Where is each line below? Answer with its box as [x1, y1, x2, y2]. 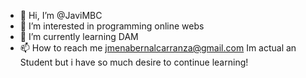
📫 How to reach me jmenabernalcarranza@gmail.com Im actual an [19, 42, 297, 54]
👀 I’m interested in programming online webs [19, 20, 205, 32]
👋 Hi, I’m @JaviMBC [19, 10, 103, 21]
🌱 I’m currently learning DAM [19, 31, 139, 42]
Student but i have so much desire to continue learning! [19, 56, 249, 68]
